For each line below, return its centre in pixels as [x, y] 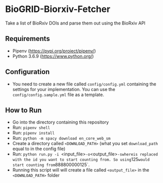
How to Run [23, 110]
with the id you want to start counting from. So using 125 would [81, 159]
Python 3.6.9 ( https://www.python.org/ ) [53, 56]
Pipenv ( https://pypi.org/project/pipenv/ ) [54, 50]
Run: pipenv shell [31, 127]
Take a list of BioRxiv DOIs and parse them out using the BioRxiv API [75, 23]
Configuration [27, 72]
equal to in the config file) [39, 149]
